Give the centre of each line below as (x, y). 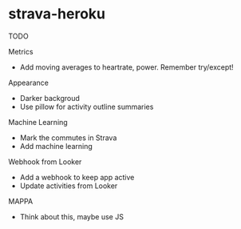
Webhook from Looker (45, 162)
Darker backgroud (49, 98)
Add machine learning (56, 146)
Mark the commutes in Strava (68, 138)
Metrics (21, 51)
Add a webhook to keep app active (77, 177)
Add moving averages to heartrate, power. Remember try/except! (126, 67)
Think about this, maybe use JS (71, 216)
